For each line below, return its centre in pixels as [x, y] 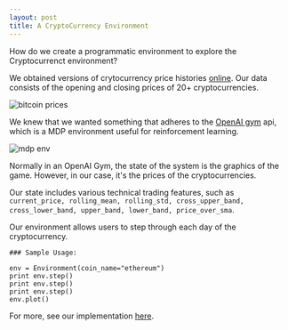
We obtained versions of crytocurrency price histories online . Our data [139, 77]
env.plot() [29, 299]
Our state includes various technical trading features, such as [122, 192]
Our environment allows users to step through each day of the [123, 227]
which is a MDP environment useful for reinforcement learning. [124, 131]
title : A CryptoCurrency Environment [79, 26]
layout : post [33, 17]
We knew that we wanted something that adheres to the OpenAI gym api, [143, 122]
